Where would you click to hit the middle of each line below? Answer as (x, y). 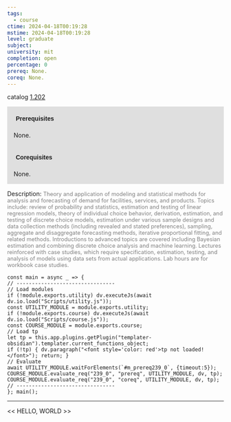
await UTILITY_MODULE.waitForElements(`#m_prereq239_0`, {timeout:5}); (112, 368)
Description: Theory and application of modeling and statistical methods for (107, 194)
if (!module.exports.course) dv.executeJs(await (78, 314)
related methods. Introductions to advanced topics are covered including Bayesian (114, 239)
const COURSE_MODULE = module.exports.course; (75, 326)
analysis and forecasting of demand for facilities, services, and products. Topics (111, 201)
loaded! (194, 350)
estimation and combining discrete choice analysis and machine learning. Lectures (114, 246)
